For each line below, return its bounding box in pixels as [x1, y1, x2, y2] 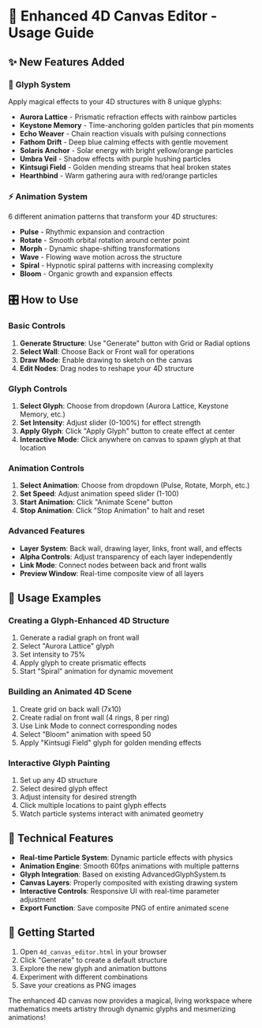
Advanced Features [8, 525, 85, 536]
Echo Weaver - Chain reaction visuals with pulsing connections [19, 129, 226, 138]
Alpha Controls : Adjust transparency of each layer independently [19, 551, 233, 561]
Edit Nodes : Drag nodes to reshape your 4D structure [19, 363, 195, 373]
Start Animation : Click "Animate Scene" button [19, 497, 174, 507]
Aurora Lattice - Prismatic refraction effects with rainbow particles [19, 112, 237, 121]
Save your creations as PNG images [19, 980, 137, 989]
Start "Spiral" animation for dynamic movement [19, 667, 174, 676]
